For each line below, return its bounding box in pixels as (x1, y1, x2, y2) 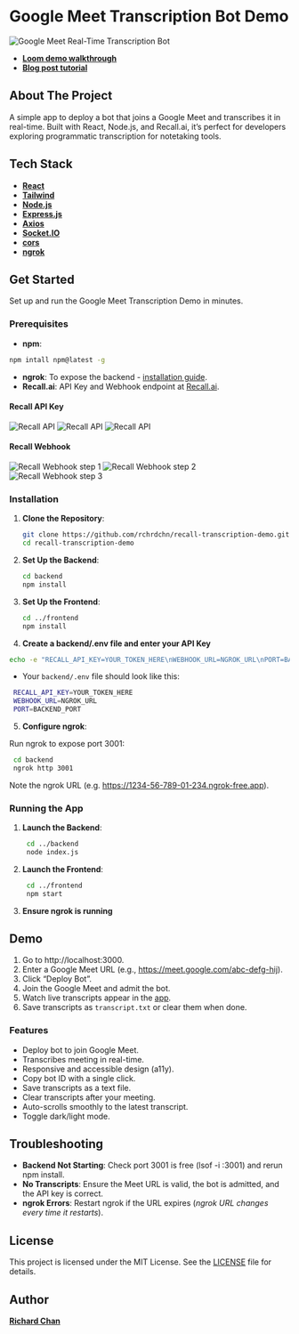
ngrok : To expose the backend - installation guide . (21, 371, 207, 382)
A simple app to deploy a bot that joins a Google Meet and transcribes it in (9, 111, 281, 122)
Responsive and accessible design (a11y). (21, 1063, 174, 1074)
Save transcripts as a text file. (21, 1082, 132, 1093)
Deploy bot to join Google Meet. (21, 1044, 140, 1055)
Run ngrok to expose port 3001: (9, 739, 125, 748)
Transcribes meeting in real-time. (21, 1054, 145, 1064)
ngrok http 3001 (12, 764, 74, 772)
